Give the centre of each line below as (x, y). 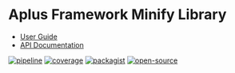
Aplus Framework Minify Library (117, 15)
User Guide (38, 36)
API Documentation (52, 44)
